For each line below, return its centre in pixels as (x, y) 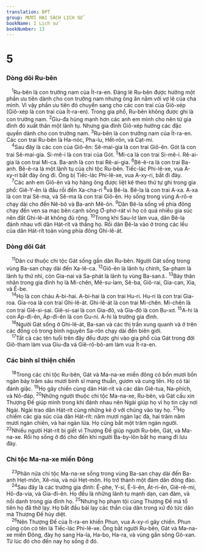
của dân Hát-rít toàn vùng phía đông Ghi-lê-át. (65, 231)
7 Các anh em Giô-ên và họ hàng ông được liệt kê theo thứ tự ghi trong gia (104, 182)
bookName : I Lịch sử (33, 23)
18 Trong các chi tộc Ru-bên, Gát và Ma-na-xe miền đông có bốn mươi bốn (104, 374)
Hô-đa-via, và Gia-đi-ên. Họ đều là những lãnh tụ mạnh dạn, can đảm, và (98, 494)
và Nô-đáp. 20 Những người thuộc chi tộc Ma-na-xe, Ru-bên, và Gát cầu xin (100, 395)
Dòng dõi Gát (26, 247)
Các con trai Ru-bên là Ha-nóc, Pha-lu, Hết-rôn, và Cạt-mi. (80, 139)
